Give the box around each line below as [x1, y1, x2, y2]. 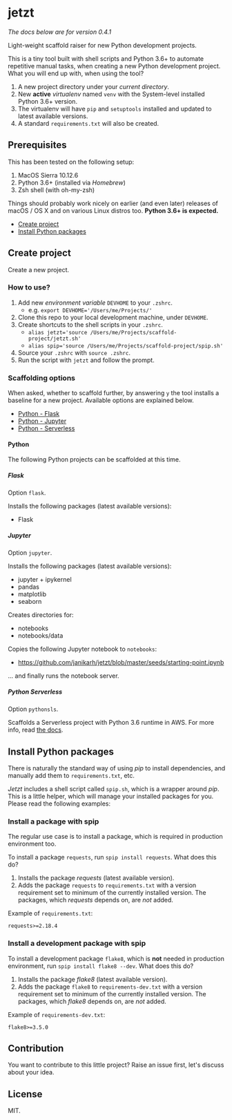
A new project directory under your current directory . [17, 82, 170, 91]
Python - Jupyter [17, 417, 67, 426]
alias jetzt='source [28, 329, 88, 336]
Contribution [8, 1043, 64, 1054]
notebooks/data [17, 632, 64, 640]
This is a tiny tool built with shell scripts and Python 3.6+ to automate [8, 54, 204, 63]
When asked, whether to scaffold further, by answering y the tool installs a [8, 389, 220, 397]
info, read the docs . [8, 725, 64, 734]
